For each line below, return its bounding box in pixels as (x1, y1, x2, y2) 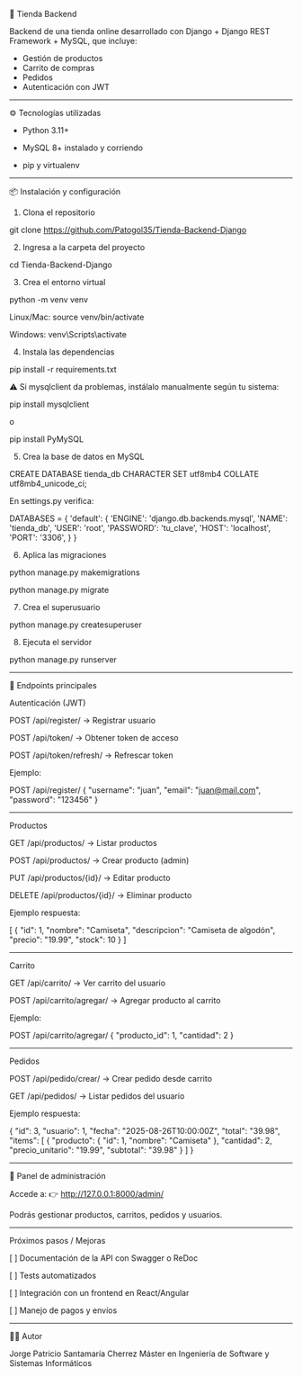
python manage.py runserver (9, 654, 117, 665)
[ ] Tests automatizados (9, 1270, 97, 1281)
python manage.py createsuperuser (9, 619, 142, 630)
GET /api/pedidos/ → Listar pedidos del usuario (9, 1091, 185, 1102)
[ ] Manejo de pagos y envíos (9, 1305, 118, 1316)
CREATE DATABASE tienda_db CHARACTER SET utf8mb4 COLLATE (9, 469, 259, 479)
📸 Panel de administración (9, 1171, 106, 1181)
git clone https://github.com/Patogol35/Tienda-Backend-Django (9, 225, 247, 235)
